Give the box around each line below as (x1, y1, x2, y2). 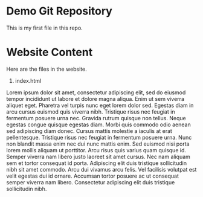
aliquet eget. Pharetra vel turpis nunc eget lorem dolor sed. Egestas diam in (6, 102, 194, 109)
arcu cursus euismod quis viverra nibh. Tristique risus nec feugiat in (6, 108, 175, 115)
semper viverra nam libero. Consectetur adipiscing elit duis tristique (6, 178, 175, 186)
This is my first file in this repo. (6, 24, 83, 31)
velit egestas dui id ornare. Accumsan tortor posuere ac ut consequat (6, 172, 179, 179)
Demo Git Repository (6, 4, 113, 18)
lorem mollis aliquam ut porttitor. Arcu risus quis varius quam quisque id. (6, 146, 186, 153)
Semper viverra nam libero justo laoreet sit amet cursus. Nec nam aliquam (6, 153, 190, 160)
